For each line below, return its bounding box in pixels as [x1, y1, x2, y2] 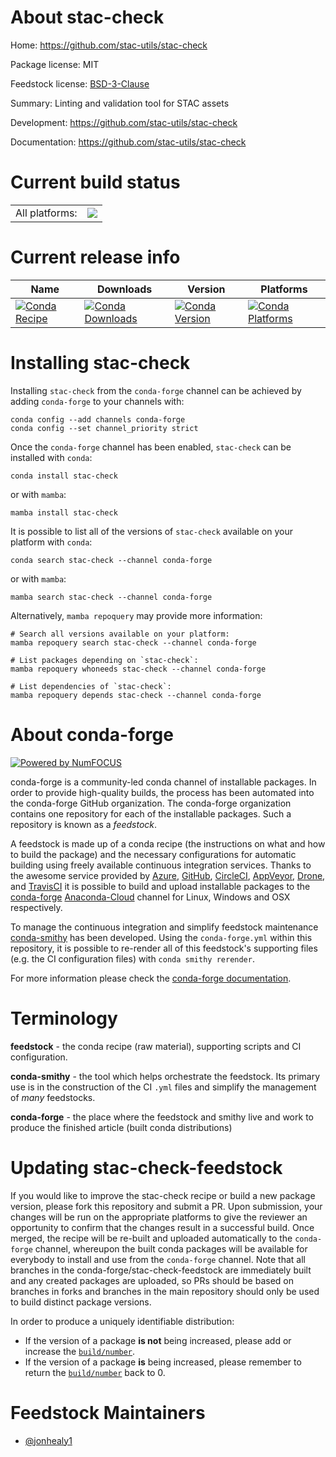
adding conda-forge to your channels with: [10, 395, 185, 407]
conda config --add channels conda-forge [10, 414, 186, 425]
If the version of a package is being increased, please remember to [24, 1356, 302, 1368]
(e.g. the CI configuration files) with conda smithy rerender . [10, 952, 255, 965]
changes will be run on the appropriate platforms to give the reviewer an [10, 1211, 308, 1223]
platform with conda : [10, 536, 93, 548]
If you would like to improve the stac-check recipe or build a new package [10, 1189, 316, 1201]
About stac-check [10, 6, 165, 29]
